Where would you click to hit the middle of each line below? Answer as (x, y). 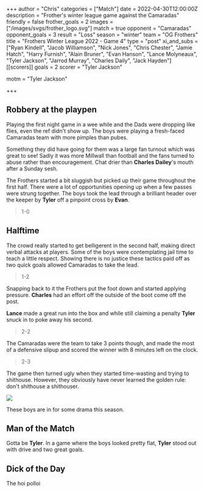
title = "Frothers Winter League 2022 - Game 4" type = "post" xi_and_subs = (102, 41)
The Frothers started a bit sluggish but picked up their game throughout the (101, 180)
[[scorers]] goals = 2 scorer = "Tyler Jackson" (65, 67)
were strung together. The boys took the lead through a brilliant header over (101, 193)
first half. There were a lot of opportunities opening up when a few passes (99, 187)
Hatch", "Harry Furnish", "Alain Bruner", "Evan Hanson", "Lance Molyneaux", (102, 54)
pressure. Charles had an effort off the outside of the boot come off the (96, 295)
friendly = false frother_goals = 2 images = (60, 22)
